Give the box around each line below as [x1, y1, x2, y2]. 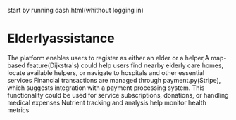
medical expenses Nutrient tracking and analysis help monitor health [7, 98, 206, 107]
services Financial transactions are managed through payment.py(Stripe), [7, 76, 221, 84]
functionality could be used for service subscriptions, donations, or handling [7, 91, 229, 99]
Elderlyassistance [7, 31, 115, 46]
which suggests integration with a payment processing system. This [7, 84, 205, 92]
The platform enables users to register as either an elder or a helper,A [7, 53, 210, 62]
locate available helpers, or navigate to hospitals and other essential [7, 68, 205, 76]
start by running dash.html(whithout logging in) [7, 6, 144, 14]
